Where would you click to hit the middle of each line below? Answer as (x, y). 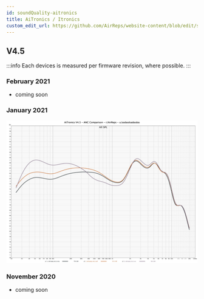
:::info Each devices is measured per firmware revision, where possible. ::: (99, 66)
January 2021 (27, 111)
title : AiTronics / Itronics (43, 19)
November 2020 (31, 277)
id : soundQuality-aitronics (42, 13)
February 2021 (28, 81)
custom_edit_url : (28, 26)
